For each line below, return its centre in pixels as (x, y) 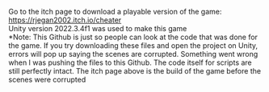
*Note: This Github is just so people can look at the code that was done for (133, 37)
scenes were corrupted (47, 80)
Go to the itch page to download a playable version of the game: (115, 12)
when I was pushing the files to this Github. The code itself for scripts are (130, 62)
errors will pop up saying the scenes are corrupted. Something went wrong (133, 54)
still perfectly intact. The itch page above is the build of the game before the (134, 71)
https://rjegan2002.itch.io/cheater (65, 20)
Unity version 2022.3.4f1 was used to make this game (98, 28)
